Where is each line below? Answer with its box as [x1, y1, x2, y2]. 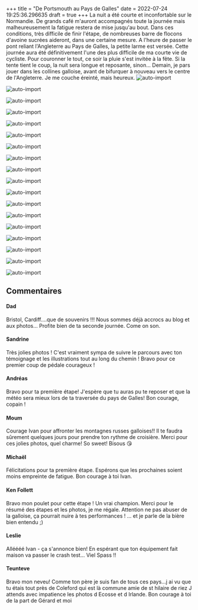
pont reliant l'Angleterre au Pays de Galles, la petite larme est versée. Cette [6, 43, 189, 50]
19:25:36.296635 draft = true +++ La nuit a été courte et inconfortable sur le [6, 11, 192, 18]
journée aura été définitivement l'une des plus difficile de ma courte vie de [6, 49, 187, 56]
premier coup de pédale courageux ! [6, 361, 95, 369]
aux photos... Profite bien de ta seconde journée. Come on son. [6, 322, 161, 329]
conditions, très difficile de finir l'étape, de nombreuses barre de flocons [6, 30, 183, 37]
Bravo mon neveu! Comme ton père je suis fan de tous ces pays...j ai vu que [6, 578, 191, 585]
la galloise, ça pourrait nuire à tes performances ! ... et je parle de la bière [6, 512, 184, 519]
